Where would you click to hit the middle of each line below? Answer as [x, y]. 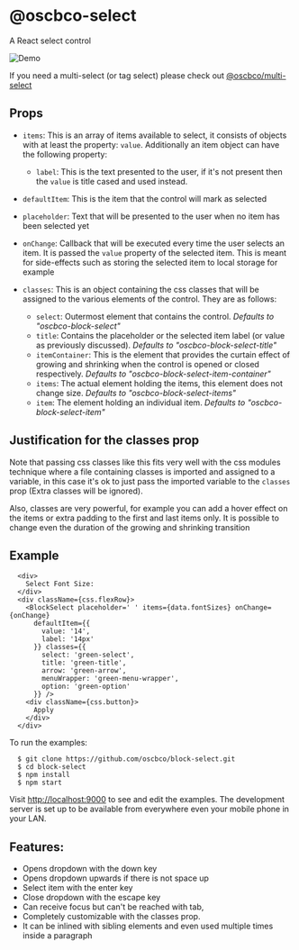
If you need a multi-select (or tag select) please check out [117, 75]
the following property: [65, 154]
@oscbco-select [73, 16]
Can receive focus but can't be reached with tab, [113, 907]
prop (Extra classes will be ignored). [76, 491]
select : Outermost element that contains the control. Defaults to [155, 316]
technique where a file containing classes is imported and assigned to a [142, 471]
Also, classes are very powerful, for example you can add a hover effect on [149, 508]
